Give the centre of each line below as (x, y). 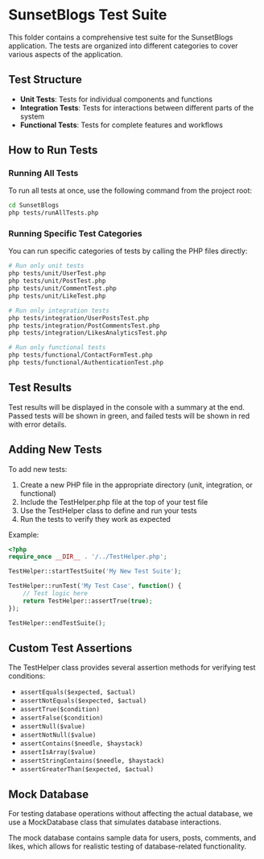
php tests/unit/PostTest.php (57, 281)
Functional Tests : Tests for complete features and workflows (122, 125)
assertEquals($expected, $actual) (78, 692)
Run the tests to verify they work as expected (95, 519)
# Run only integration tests (59, 311)
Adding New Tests (55, 450)
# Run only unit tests (46, 266)
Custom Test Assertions (70, 648)
